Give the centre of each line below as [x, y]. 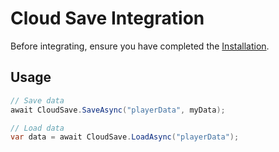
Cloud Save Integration [107, 18]
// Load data [37, 128]
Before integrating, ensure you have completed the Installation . [140, 46]
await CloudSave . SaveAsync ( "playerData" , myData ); [118, 110]
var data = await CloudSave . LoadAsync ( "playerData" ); [125, 137]
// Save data [37, 100]
